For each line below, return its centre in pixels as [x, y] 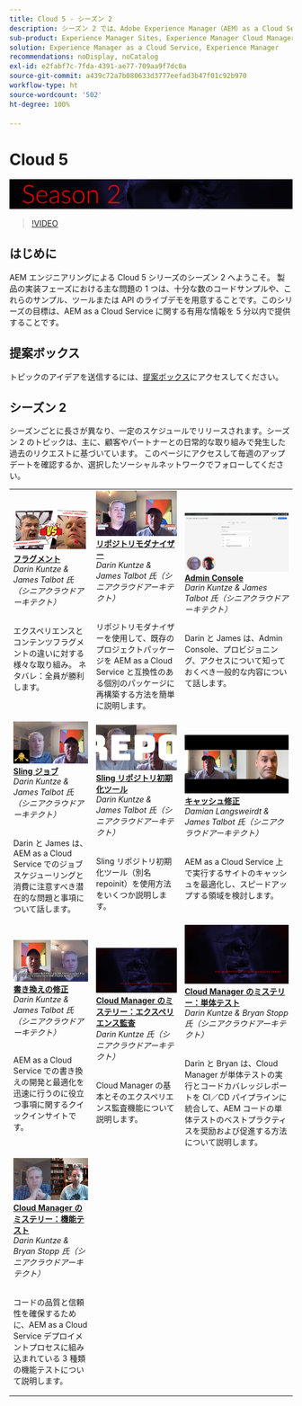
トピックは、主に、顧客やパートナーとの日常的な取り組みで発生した [160, 442]
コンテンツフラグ [44, 642]
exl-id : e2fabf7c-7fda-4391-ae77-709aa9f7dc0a [98, 67]
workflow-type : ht [44, 85]
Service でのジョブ [48, 864]
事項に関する [45, 1105]
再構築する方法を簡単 [135, 694]
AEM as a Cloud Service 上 [234, 862]
